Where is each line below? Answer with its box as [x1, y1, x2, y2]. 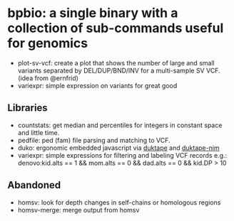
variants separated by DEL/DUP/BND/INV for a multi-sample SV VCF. [17, 66, 220, 75]
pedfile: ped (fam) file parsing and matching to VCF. [17, 136, 171, 144]
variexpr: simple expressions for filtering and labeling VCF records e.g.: [17, 151, 228, 159]
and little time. [17, 128, 60, 136]
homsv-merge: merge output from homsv [17, 205, 140, 214]
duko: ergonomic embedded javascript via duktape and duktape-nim [17, 144, 220, 152]
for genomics [7, 36, 88, 51]
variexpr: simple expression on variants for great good [17, 81, 178, 90]
